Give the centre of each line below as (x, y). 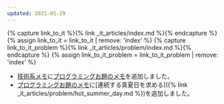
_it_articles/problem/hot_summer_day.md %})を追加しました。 (105, 93)
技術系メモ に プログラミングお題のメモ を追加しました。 (95, 76)
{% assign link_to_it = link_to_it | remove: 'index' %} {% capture (97, 40)
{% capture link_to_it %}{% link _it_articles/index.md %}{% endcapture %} (112, 33)
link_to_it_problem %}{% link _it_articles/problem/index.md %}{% (99, 47)
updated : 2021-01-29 (37, 13)
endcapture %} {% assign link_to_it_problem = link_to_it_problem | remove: (113, 55)
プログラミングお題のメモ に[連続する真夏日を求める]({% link (102, 84)
